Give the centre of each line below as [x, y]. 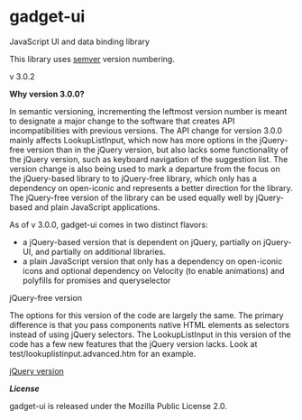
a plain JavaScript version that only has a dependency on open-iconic [152, 261]
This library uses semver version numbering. [92, 59]
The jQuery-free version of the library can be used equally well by [132, 197]
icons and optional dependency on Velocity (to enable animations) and [154, 270]
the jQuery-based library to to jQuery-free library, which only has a [133, 178]
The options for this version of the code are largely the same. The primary [146, 315]
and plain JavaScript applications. [97, 207]
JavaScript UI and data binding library [80, 41]
